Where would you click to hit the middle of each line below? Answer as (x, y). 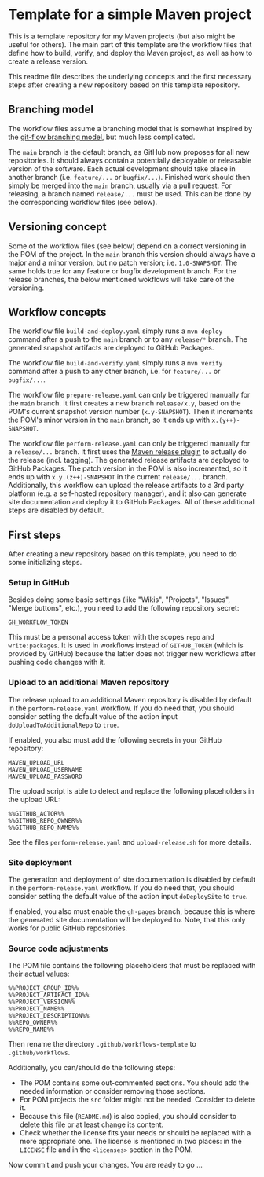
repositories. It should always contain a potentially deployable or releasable (130, 160)
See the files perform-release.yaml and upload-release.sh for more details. (130, 841)
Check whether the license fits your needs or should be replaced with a (135, 1133)
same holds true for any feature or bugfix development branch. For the (123, 271)
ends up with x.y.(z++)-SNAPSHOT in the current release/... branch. (118, 477)
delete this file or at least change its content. (92, 1124)
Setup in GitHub (39, 583)
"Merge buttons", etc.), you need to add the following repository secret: (124, 608)
